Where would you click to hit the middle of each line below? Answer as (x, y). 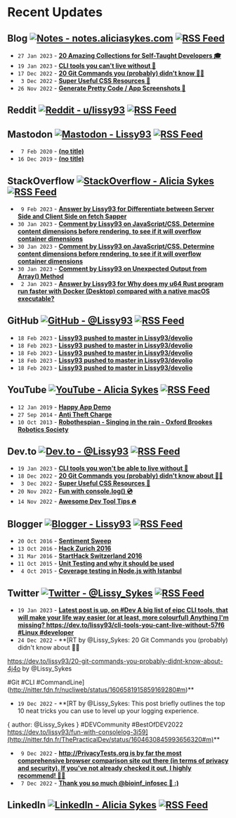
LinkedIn (27, 805)
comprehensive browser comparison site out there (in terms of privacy (123, 761)
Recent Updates (55, 12)
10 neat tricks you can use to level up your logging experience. (108, 711)
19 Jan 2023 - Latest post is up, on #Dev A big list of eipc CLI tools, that (123, 610)
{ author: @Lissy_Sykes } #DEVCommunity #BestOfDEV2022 (95, 725)
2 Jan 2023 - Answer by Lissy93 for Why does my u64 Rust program (122, 284)
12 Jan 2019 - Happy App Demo (64, 407)
